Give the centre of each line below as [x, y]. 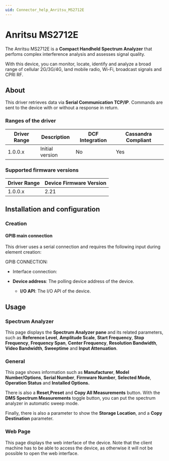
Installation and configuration [53, 209]
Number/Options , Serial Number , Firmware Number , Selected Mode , [78, 377]
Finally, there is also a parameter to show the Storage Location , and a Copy [84, 413]
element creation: [23, 252]
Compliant [139, 140]
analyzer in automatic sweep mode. [42, 404]
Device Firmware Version [75, 183]
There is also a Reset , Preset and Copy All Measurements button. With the [83, 393]
